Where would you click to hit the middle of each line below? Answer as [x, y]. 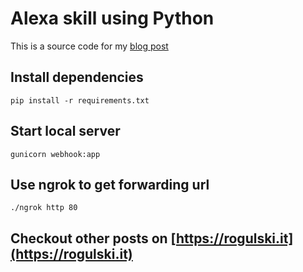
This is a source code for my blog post [89, 46]
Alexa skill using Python [112, 18]
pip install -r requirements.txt [80, 100]
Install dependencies [77, 77]
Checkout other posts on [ [93, 238]
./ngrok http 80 [44, 208]
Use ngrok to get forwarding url [110, 184]
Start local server [65, 131]
